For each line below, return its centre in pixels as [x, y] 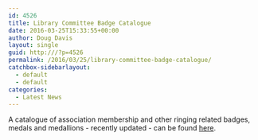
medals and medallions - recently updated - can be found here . [112, 128]
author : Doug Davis [41, 38]
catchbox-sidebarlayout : [49, 68]
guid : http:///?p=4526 [46, 52]
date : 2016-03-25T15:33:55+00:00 [64, 30]
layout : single [33, 45]
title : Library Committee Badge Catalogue [80, 23]
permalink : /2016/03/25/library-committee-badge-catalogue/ [110, 60]
